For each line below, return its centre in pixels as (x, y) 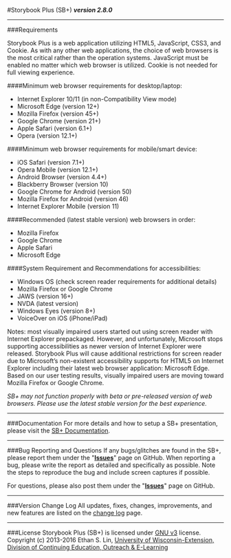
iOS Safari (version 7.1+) (51, 162)
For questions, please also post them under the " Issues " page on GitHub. (111, 486)
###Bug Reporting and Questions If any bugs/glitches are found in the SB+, (114, 450)
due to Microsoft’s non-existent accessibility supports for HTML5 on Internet (115, 361)
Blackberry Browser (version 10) (63, 184)
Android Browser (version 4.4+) (62, 177)
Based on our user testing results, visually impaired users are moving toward (115, 375)
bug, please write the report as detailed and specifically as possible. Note (111, 465)
